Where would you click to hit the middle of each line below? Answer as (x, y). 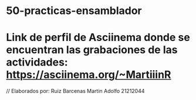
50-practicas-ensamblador (74, 11)
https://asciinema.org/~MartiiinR (89, 75)
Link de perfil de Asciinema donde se (98, 38)
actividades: (37, 62)
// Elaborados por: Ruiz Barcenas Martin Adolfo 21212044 (75, 91)
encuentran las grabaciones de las (92, 50)
